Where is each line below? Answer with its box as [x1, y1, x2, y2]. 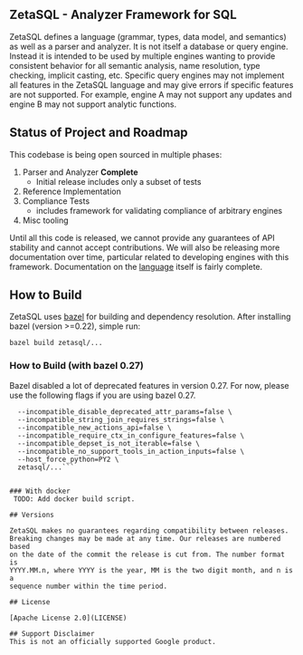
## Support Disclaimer [9, 629, 95, 638]
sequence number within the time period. [9, 582, 168, 591]
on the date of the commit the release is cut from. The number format [9, 550, 285, 559]
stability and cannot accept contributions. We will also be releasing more [9, 242, 280, 253]
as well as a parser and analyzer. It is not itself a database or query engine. [9, 41, 289, 52]
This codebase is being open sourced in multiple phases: [9, 149, 223, 159]
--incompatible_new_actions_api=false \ [17, 423, 172, 432]
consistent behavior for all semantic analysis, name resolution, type [9, 60, 260, 71]
